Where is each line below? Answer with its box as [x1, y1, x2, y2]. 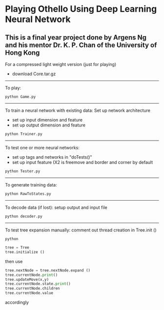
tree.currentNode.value [5, 290, 54, 296]
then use [5, 258, 23, 264]
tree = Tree [5, 245, 29, 250]
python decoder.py [5, 214, 42, 219]
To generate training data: [5, 182, 57, 187]
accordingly [5, 299, 29, 305]
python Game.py [5, 94, 36, 99]
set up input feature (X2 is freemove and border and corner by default [12, 160, 153, 165]
